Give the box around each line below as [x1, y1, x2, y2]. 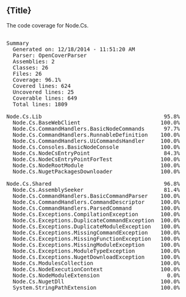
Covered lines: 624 [12, 82, 71, 89]
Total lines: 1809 [12, 101, 68, 108]
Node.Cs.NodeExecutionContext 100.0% [12, 266, 181, 273]
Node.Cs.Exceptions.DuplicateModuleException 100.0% [12, 223, 181, 230]
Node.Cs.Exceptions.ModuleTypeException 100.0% [12, 248, 181, 254]
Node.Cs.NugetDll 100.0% [12, 278, 181, 285]
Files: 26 [12, 70, 42, 77]
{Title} [6, 5, 32, 16]
